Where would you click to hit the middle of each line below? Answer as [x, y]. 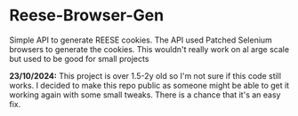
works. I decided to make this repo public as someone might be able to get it [149, 85]
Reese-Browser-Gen [87, 15]
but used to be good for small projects [79, 58]
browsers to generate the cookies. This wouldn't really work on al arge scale [149, 49]
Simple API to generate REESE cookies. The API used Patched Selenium [141, 40]
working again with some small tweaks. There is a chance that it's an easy [145, 95]
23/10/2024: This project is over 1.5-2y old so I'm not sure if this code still [145, 75]
